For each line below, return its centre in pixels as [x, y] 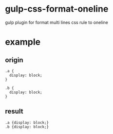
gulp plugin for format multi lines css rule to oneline [57, 22]
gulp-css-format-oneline [57, 9]
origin [14, 60]
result [14, 111]
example [23, 42]
